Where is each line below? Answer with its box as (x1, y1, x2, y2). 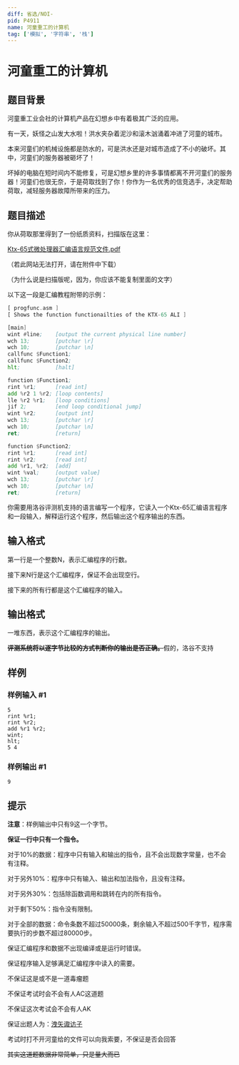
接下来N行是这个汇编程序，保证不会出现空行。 (7, 570, 144, 579)
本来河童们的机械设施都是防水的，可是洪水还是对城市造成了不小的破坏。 (7, 144, 220, 153)
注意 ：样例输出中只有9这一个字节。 (7, 820, 112, 829)
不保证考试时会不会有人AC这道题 (7, 989, 104, 998)
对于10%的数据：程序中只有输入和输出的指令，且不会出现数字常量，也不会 (7, 850, 227, 859)
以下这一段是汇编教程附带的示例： (7, 291, 108, 299)
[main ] (7, 324, 27, 331)
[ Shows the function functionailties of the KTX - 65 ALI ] (7, 311, 187, 318)
